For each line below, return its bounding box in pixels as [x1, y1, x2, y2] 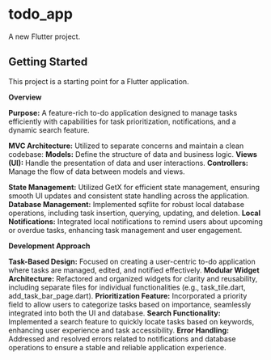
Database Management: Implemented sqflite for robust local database [8, 199, 245, 209]
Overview [8, 92, 42, 102]
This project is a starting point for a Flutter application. [8, 76, 189, 86]
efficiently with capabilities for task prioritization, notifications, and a [8, 116, 236, 126]
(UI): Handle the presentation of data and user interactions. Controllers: [8, 158, 248, 167]
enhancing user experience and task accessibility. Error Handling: [8, 325, 230, 335]
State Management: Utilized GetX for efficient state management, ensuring [8, 182, 260, 192]
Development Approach [8, 240, 91, 251]
